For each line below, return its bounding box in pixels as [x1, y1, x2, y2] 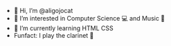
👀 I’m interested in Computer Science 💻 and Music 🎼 [13, 14, 165, 22]
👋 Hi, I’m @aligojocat [13, 7, 73, 14]
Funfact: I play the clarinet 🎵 [13, 32, 94, 39]
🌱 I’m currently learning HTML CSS [13, 24, 114, 32]
